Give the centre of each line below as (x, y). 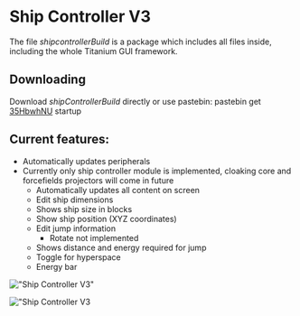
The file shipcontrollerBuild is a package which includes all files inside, (141, 42)
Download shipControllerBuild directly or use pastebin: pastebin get (136, 101)
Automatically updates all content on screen (118, 190)
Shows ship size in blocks (84, 209)
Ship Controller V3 (80, 17)
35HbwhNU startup (46, 111)
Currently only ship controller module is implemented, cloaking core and (157, 171)
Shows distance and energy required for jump (121, 247)
